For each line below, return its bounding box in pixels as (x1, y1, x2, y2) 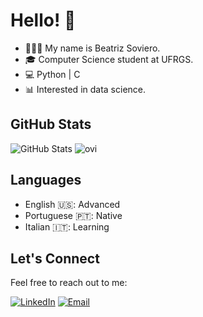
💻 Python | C (24, 68, 81, 80)
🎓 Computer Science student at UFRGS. (24, 53, 194, 65)
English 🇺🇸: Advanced (24, 198, 121, 210)
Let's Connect (10, 250, 100, 267)
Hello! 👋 (10, 9, 77, 32)
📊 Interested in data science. (24, 83, 147, 95)
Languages (10, 172, 82, 189)
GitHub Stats (10, 116, 92, 133)
